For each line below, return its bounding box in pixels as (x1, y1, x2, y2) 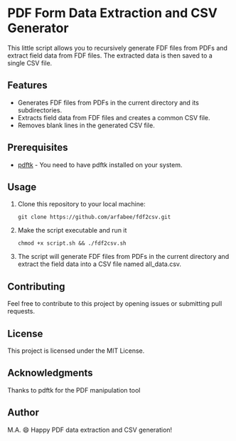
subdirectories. (17, 105, 63, 115)
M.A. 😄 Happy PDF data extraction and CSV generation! (7, 425, 173, 434)
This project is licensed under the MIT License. (7, 346, 145, 355)
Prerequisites (7, 142, 68, 154)
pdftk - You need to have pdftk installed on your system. (17, 160, 183, 169)
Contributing (7, 280, 65, 292)
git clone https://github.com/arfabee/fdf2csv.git (17, 213, 171, 221)
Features (7, 80, 48, 92)
